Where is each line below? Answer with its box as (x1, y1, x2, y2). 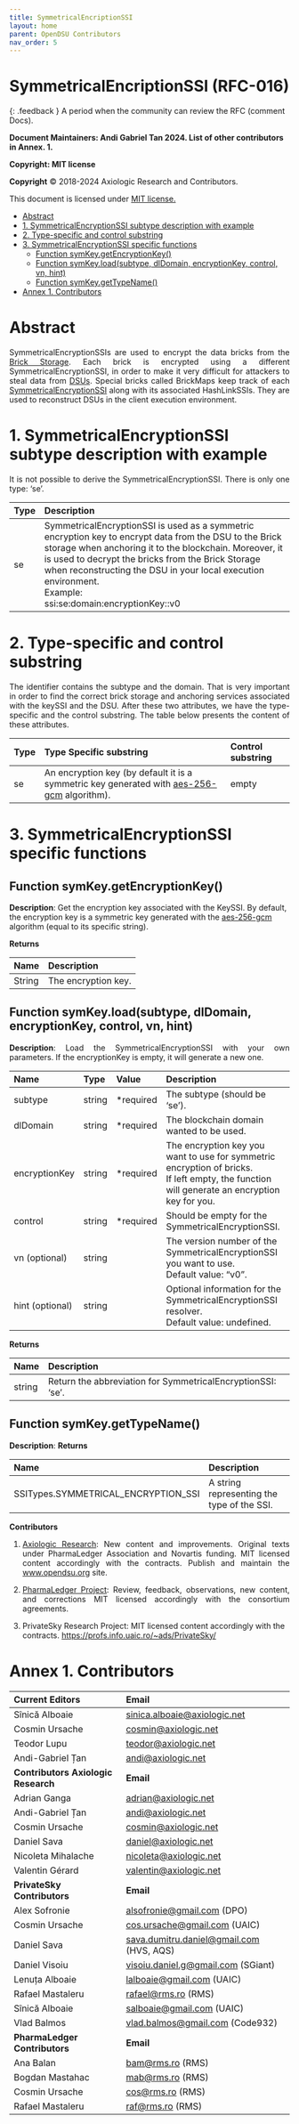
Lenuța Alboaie (13, 1973, 77, 1985)
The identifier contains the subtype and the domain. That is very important (9, 682, 290, 692)
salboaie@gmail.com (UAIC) (125, 2002, 245, 2015)
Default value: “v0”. (166, 1268, 247, 1280)
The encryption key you (166, 1139, 265, 1151)
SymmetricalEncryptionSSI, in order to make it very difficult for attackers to (9, 366, 290, 377)
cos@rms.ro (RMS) (125, 2085, 206, 2097)
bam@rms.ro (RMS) (125, 2056, 209, 2069)
